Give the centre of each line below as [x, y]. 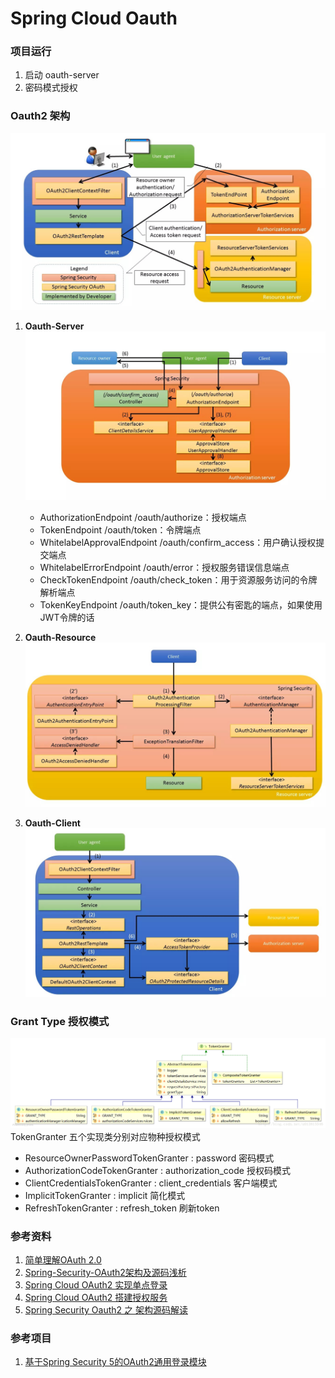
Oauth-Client [52, 823]
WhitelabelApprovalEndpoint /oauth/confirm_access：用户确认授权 [178, 543]
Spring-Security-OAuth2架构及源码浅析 [105, 1272]
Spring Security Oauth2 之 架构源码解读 [106, 1309]
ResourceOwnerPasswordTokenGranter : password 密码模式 [149, 1158]
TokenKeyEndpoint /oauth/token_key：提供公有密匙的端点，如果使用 [181, 605]
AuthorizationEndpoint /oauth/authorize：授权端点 [143, 518]
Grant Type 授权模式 [60, 1022]
